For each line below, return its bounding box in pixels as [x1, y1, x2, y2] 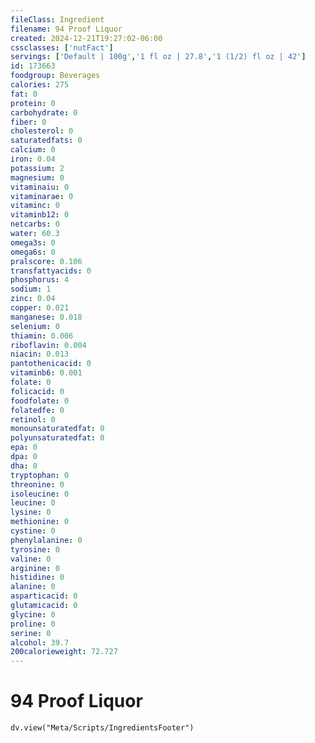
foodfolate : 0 [10, 396, 70, 406]
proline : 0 [10, 619, 56, 629]
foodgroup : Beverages [10, 71, 101, 81]
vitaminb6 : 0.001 [10, 368, 83, 378]
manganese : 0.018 [10, 312, 83, 322]
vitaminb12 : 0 [10, 210, 70, 220]
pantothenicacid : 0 [10, 359, 92, 369]
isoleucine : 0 [10, 489, 70, 499]
